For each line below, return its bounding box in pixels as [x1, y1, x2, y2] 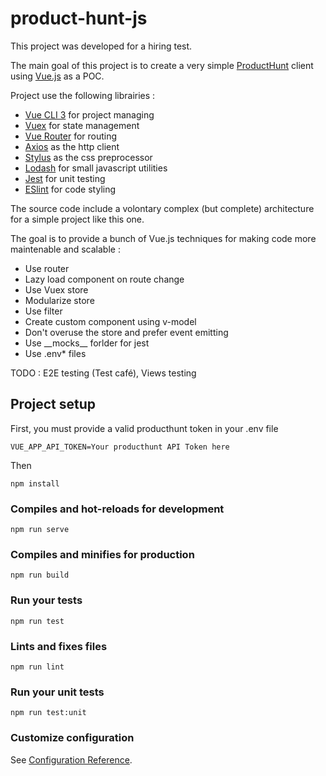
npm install [10, 478, 60, 489]
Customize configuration [10, 731, 135, 745]
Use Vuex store [24, 283, 89, 296]
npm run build [10, 570, 70, 581]
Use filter [24, 305, 63, 317]
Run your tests [10, 593, 83, 607]
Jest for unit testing [24, 172, 106, 184]
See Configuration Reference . [10, 753, 133, 766]
